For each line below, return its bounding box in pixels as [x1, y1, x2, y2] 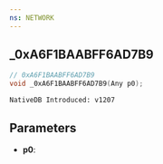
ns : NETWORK [9, 13, 54, 23]
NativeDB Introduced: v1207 [9, 96, 116, 105]
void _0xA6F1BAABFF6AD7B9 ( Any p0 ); [9, 79, 144, 89]
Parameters [9, 120, 77, 136]
